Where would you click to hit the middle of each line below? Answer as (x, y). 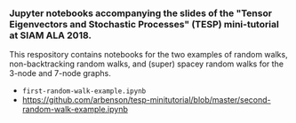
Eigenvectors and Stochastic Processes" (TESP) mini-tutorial (144, 24)
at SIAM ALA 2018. (50, 35)
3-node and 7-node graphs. (60, 73)
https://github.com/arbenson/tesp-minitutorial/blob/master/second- (146, 100)
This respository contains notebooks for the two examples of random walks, (148, 55)
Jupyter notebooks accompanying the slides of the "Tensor (141, 13)
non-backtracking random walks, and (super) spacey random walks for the (147, 64)
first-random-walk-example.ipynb (84, 91)
